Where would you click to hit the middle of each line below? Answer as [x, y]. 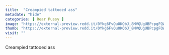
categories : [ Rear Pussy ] [35, 19]
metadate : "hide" [23, 14]
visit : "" [16, 33]
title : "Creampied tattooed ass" [41, 10]
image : [12, 24]
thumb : [12, 28]
